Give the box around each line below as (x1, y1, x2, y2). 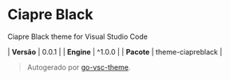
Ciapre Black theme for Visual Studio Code (7, 32, 149, 41)
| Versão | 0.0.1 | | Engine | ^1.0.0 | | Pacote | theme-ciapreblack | (7, 47, 223, 56)
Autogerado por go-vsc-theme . (26, 62, 131, 72)
